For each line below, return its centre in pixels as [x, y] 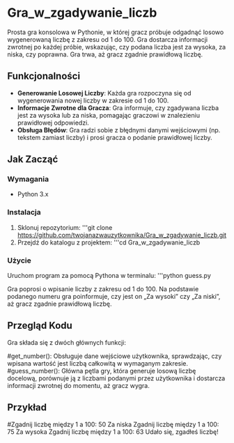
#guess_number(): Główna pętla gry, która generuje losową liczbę [102, 371]
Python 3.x [33, 194]
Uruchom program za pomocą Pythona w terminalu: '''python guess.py [109, 276]
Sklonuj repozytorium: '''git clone [65, 227]
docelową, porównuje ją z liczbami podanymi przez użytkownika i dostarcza [116, 378]
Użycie [19, 261]
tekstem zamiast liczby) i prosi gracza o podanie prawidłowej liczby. [115, 137]
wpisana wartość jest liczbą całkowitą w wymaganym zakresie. [98, 363]
